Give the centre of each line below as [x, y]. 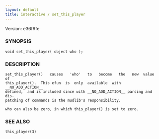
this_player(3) [21, 132]
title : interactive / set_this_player [45, 14]
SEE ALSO [18, 122]
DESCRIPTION [23, 64]
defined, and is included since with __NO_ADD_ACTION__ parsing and [79, 92]
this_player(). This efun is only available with [63, 83]
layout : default [22, 10]
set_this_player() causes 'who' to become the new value [80, 74]
